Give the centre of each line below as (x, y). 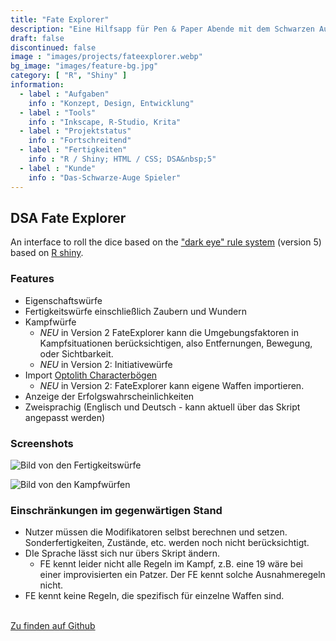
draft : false (37, 38)
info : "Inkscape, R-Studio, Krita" (105, 122)
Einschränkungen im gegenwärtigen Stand (116, 510)
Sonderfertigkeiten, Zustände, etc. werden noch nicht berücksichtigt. (167, 543)
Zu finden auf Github (53, 626)
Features (32, 279)
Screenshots (42, 443)
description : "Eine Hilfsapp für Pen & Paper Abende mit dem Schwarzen (162, 29)
